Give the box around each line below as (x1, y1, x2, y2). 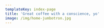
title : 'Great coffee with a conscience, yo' (5, 11, 100, 16)
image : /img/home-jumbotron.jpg (5, 16, 71, 20)
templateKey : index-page (5, 7, 56, 12)
